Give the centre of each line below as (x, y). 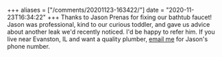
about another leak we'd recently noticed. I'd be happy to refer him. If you (111, 32)
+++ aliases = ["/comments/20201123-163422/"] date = (86, 10)
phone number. (28, 46)
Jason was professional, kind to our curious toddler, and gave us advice (109, 24)
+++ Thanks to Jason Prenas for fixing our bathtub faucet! (129, 17)
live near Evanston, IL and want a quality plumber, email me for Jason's (108, 39)
